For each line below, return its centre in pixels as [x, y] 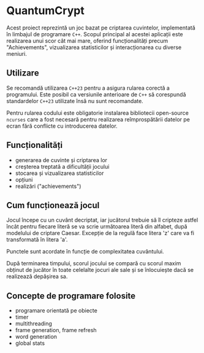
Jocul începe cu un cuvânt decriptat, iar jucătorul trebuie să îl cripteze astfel [102, 220]
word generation [36, 337]
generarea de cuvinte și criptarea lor [61, 160]
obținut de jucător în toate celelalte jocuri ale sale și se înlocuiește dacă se [100, 270]
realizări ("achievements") [48, 186]
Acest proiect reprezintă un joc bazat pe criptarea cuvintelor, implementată [101, 28]
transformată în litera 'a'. [37, 239]
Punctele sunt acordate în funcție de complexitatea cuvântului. [85, 252]
